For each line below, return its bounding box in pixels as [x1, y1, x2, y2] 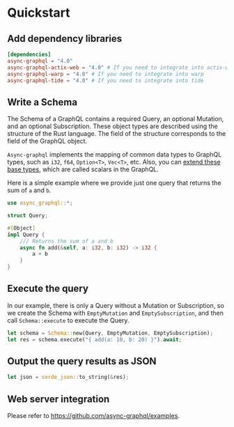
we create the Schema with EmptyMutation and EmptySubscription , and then [7, 309, 224, 317]
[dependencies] [7, 51, 52, 58]
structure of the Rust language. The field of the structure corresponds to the [7, 130, 226, 138]
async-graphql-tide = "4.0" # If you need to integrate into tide [7, 77, 204, 84]
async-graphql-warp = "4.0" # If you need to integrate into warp [7, 70, 204, 77]
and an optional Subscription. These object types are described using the [7, 122, 218, 130]
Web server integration [7, 393, 110, 405]
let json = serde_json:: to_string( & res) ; [7, 374, 130, 381]
